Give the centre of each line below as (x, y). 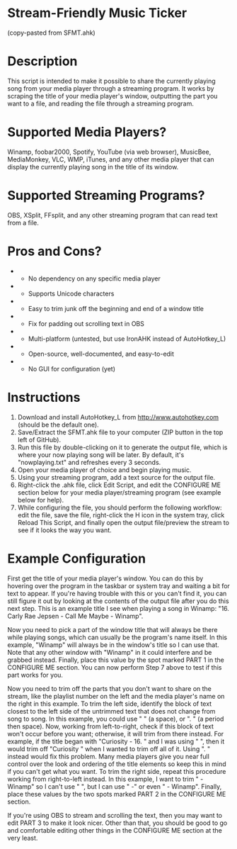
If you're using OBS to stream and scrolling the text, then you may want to (115, 815)
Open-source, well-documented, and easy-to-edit (101, 354)
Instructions (44, 397)
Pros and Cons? (54, 251)
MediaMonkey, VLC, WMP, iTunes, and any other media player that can (111, 159)
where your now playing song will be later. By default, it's (101, 454)
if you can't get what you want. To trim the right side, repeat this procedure (117, 771)
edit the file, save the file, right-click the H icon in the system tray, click (121, 515)
